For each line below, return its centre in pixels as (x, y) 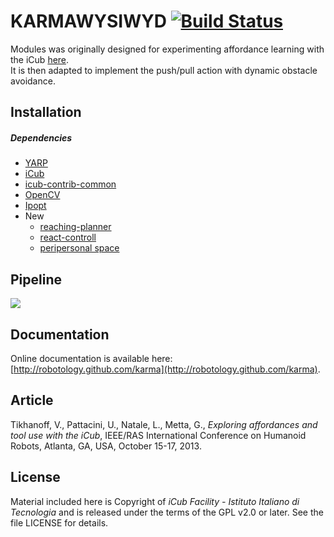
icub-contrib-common (70, 184)
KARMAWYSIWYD (88, 21)
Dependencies (41, 137)
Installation (46, 112)
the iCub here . (40, 59)
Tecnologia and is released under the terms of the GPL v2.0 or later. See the (167, 512)
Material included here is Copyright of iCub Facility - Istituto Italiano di (155, 501)
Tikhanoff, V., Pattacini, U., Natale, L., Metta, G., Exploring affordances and (164, 424)
